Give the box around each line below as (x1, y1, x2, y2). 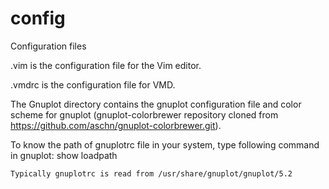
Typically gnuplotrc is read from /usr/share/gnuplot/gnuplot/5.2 (10, 168, 293, 179)
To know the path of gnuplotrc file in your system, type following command (10, 138, 320, 151)
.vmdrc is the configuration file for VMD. (10, 78, 176, 91)
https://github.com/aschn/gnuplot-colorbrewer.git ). (10, 119, 222, 131)
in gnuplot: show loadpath (10, 149, 118, 161)
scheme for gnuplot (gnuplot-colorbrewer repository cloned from (10, 108, 279, 121)
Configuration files (10, 40, 87, 52)
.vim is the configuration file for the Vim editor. (10, 59, 202, 71)
